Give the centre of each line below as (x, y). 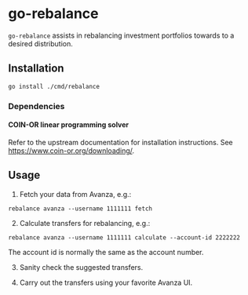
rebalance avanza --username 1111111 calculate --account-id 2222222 (124, 237)
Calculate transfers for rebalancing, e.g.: (85, 223)
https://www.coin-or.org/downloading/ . (71, 151)
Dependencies (36, 106)
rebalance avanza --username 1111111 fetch (80, 209)
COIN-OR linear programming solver (69, 125)
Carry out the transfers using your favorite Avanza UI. (106, 282)
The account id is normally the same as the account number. (106, 252)
